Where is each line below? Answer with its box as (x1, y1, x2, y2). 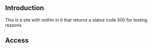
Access (5, 36, 29, 45)
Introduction (5, 4, 44, 12)
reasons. (5, 22, 23, 28)
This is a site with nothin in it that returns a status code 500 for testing (5, 17, 148, 23)
